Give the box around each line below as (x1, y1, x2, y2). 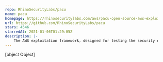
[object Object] (5, 51, 35, 57)
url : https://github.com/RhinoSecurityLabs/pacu (5, 20, 105, 25)
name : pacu (5, 12, 27, 16)
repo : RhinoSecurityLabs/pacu (5, 7, 66, 12)
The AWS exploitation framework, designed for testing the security (14, 38, 155, 43)
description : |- (5, 34, 38, 39)
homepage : (5, 16, 25, 21)
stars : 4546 (5, 25, 29, 30)
